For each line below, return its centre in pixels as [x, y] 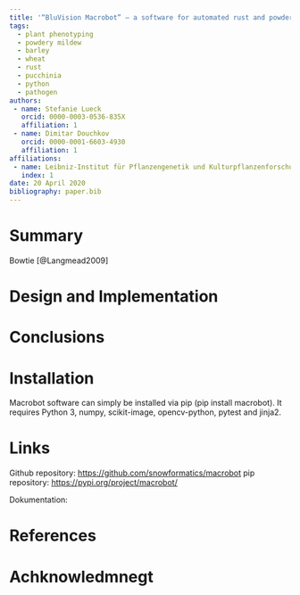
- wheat [32, 59]
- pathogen [37, 92]
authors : [25, 100]
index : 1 [37, 175]
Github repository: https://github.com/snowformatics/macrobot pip [132, 473]
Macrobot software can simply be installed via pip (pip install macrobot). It [146, 403]
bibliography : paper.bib [55, 192]
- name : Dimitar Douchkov [61, 134]
